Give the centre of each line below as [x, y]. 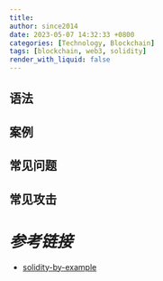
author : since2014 [44, 26]
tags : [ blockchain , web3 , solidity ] [78, 52]
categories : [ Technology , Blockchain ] [82, 43]
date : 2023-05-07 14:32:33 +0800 [72, 34]
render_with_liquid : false [60, 60]
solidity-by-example [59, 267]
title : [22, 18]
